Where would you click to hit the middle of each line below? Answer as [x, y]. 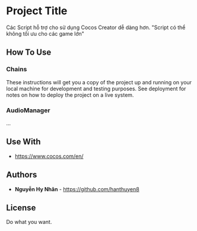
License [21, 208]
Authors [22, 175]
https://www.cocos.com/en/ [49, 156]
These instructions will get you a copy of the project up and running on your [99, 82]
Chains [17, 69]
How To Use [29, 53]
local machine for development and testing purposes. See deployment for [96, 88]
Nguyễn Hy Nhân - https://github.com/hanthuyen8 [77, 189]
